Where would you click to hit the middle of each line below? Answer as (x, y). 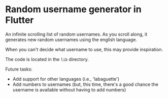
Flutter (20, 20)
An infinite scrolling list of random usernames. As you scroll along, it (76, 34)
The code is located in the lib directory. (47, 59)
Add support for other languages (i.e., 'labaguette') (66, 79)
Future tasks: (19, 69)
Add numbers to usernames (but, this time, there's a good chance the (85, 84)
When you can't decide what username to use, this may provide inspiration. (84, 49)
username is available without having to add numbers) (69, 89)
